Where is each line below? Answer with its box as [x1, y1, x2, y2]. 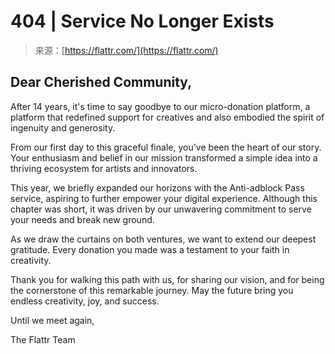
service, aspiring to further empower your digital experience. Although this [10, 192, 318, 204]
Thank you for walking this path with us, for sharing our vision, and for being [10, 273, 325, 285]
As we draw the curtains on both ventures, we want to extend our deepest [10, 233, 317, 245]
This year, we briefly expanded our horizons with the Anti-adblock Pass [10, 181, 305, 194]
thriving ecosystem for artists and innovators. [10, 162, 198, 174]
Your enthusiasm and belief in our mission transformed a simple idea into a [10, 151, 318, 164]
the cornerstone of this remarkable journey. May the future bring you [10, 284, 294, 296]
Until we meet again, [10, 314, 95, 326]
